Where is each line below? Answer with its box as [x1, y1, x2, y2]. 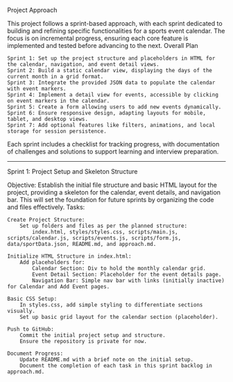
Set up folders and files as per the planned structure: [19, 222, 188, 229]
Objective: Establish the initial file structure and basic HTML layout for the [7, 181, 217, 189]
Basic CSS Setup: [7, 295, 58, 302]
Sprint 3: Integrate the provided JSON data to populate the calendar [7, 79, 216, 86]
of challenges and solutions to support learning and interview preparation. [7, 147, 219, 156]
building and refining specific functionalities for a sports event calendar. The [7, 27, 225, 35]
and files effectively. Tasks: [7, 203, 85, 211]
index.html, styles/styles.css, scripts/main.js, [32, 229, 178, 235]
